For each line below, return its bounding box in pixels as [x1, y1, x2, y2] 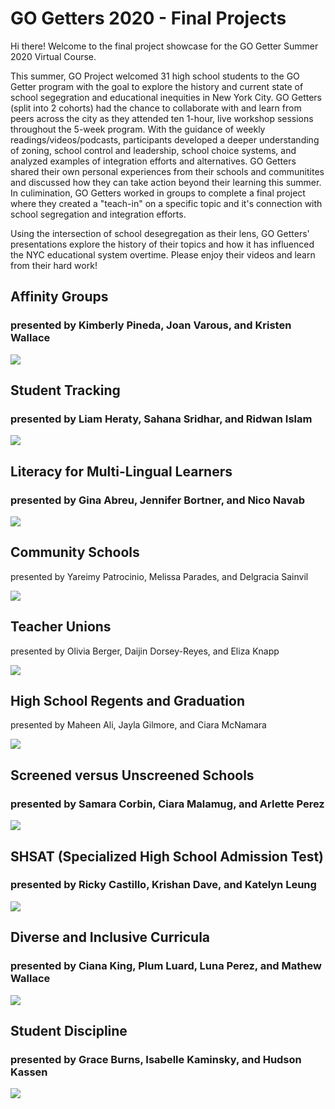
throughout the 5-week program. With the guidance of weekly [10, 123, 266, 135]
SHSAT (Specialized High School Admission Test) [10, 848, 325, 865]
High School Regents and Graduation [10, 693, 245, 710]
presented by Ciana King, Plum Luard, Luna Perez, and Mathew [10, 959, 322, 973]
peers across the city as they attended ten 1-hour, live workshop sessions [10, 112, 314, 124]
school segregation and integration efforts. [10, 208, 187, 220]
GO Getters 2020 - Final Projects [10, 7, 287, 30]
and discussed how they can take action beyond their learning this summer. [10, 176, 322, 188]
